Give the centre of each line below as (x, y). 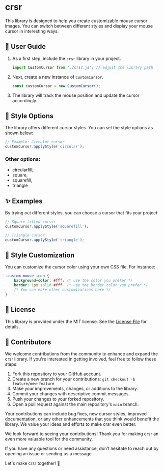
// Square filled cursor (30, 222)
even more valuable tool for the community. (49, 439)
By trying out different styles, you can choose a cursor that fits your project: (82, 213)
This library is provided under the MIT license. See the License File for (76, 322)
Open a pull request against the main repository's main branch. (75, 404)
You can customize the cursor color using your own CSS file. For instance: (80, 267)
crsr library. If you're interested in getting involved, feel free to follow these (81, 359)
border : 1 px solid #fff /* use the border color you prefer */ (81, 285)
